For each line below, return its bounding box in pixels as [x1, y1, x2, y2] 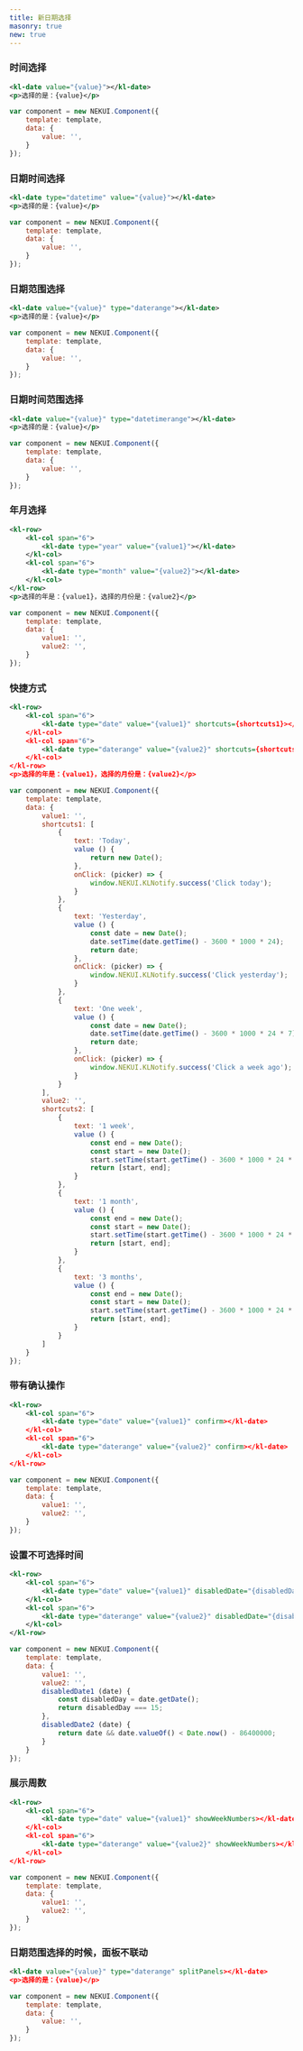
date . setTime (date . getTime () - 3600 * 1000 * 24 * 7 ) [89, 1029, 297, 1038]
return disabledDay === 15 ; [57, 1704, 164, 1713]
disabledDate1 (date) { [41, 1687, 131, 1696]
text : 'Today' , [73, 836, 131, 846]
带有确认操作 [9, 1379, 66, 1392]
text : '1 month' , [73, 1197, 140, 1206]
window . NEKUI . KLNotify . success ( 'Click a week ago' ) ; [89, 1062, 293, 1071]
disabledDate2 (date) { [41, 1720, 131, 1729]
